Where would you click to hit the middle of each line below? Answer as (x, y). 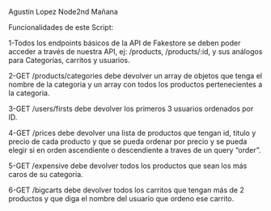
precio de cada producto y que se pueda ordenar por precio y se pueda (128, 141)
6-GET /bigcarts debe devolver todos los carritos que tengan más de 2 (126, 190)
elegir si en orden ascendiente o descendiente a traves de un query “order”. (135, 150)
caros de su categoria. (46, 174)
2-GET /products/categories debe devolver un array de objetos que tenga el (135, 76)
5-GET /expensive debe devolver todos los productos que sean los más (128, 166)
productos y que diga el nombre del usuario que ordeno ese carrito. (121, 198)
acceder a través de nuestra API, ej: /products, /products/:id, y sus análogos (135, 51)
